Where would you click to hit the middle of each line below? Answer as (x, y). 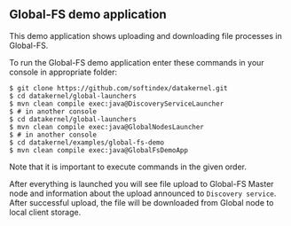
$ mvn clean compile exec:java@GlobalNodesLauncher (106, 127)
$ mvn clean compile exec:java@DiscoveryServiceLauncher (117, 104)
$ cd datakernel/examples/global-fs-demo (87, 142)
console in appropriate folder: (63, 72)
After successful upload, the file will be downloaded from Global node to (142, 202)
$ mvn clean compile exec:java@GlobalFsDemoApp (99, 150)
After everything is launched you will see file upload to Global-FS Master (142, 183)
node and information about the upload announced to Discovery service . (143, 193)
